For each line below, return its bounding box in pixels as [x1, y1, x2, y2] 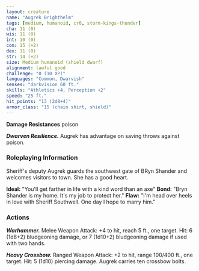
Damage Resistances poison [6, 120, 79, 128]
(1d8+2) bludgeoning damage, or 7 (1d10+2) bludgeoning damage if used [6, 233, 188, 241]
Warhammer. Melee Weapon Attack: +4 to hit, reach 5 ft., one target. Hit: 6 [6, 227, 193, 234]
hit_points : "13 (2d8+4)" [6, 98, 71, 104]
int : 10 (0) [6, 37, 36, 43]
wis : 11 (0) [6, 31, 36, 37]
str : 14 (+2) [6, 54, 39, 60]
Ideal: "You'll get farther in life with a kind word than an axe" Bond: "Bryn [6, 185, 188, 193]
